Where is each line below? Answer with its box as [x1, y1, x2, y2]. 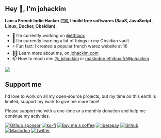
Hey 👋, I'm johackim [5, 5, 66, 13]
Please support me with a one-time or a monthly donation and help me [5, 107, 146, 114]
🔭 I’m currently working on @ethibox [12, 32, 85, 38]
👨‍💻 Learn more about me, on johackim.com [12, 50, 99, 56]
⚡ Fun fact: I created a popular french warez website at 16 [12, 43, 128, 49]
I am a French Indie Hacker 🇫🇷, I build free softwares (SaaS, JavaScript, [5, 17, 153, 23]
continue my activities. [5, 113, 50, 119]
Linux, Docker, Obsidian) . [5, 23, 57, 29]
